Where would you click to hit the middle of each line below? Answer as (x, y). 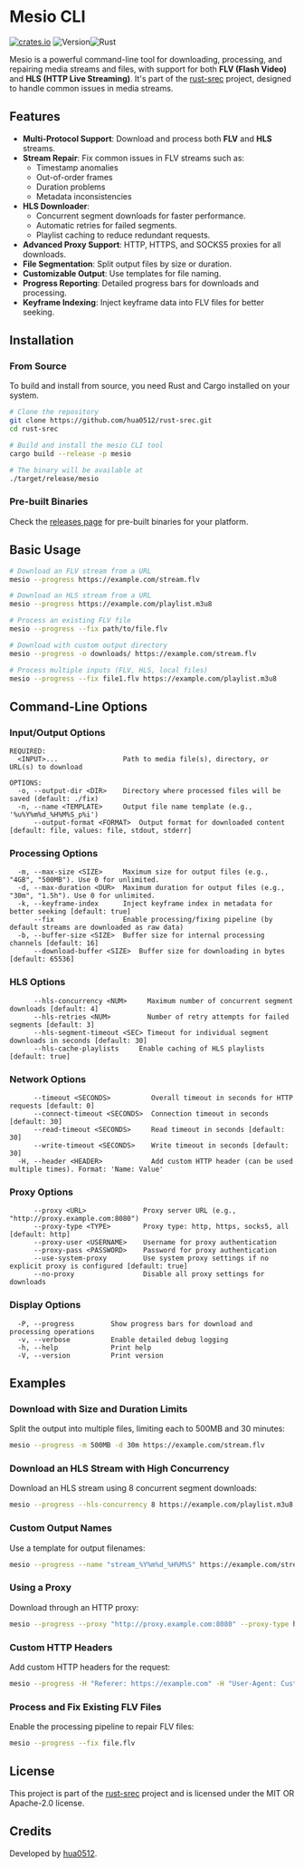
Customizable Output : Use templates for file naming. (122, 273)
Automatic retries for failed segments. (106, 225)
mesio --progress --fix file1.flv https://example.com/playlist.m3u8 (143, 678)
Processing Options (54, 854)
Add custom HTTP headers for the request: (90, 1667)
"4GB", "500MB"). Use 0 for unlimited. (85, 880)
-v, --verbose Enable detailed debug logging (123, 1340)
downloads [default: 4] (54, 1009)
